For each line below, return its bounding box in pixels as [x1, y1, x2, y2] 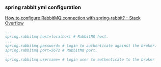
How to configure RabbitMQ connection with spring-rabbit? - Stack [5, 15, 141, 21]
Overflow [5, 20, 24, 26]
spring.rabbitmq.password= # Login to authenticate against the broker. [5, 43, 157, 48]
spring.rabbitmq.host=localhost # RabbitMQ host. [5, 34, 109, 39]
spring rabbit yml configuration [5, 4, 81, 11]
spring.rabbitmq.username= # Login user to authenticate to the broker [5, 57, 155, 62]
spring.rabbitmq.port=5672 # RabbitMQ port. [5, 48, 98, 53]
